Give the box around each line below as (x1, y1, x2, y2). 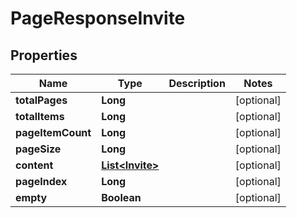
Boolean (101, 191, 142, 204)
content (15, 158, 54, 172)
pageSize (15, 142, 62, 156)
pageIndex (15, 175, 68, 188)
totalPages (15, 93, 68, 107)
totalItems (15, 110, 65, 123)
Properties (10, 47, 78, 64)
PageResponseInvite (10, 7, 186, 30)
